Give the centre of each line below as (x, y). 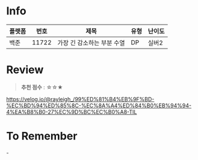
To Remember (42, 136)
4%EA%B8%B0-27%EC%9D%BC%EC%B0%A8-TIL (72, 111)
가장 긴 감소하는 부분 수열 (91, 43)
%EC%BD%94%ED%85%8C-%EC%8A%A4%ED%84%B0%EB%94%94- (99, 105)
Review (25, 70)
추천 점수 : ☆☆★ (42, 87)
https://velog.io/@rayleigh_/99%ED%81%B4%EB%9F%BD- (80, 99)
